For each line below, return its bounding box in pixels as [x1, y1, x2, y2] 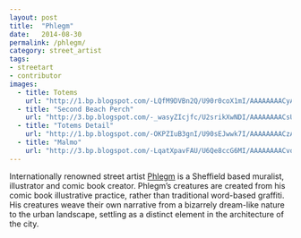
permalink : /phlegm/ [9, 38, 87, 47]
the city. [9, 218, 39, 229]
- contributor [9, 72, 63, 81]
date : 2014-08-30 [9, 30, 82, 38]
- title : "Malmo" [17, 138, 82, 147]
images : [9, 80, 39, 89]
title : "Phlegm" [9, 21, 74, 30]
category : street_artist [9, 47, 102, 55]
